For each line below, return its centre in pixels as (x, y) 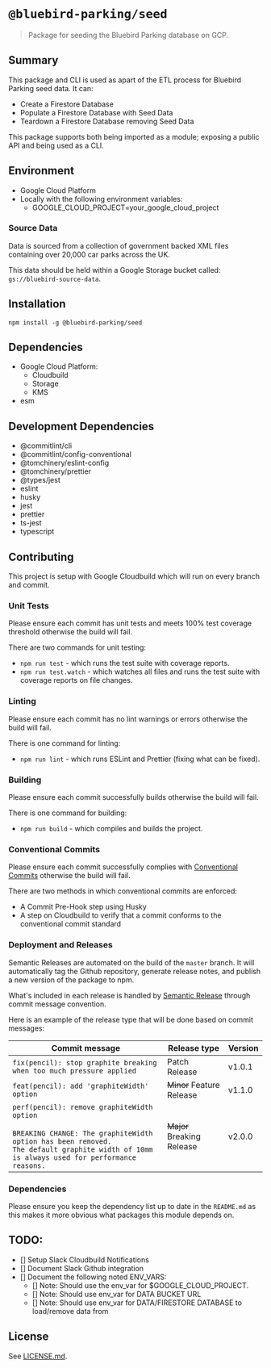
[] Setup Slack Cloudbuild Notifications (84, 1259)
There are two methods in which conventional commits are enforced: (123, 891)
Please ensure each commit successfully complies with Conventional (123, 867)
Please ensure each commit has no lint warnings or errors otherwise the (128, 719)
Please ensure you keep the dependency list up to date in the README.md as (132, 1206)
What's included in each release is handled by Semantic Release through (129, 995)
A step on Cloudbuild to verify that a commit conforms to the (121, 915)
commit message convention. (57, 1004)
